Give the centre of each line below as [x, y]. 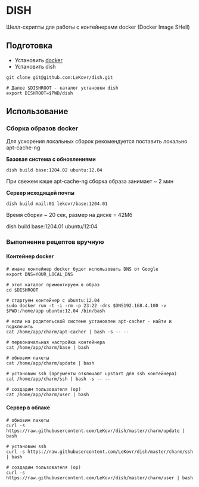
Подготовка [29, 46]
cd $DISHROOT [22, 290]
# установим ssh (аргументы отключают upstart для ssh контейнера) [92, 373]
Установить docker [39, 60]
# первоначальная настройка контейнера [56, 342]
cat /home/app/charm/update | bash [50, 363]
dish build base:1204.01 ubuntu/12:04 [52, 226]
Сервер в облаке [28, 408]
